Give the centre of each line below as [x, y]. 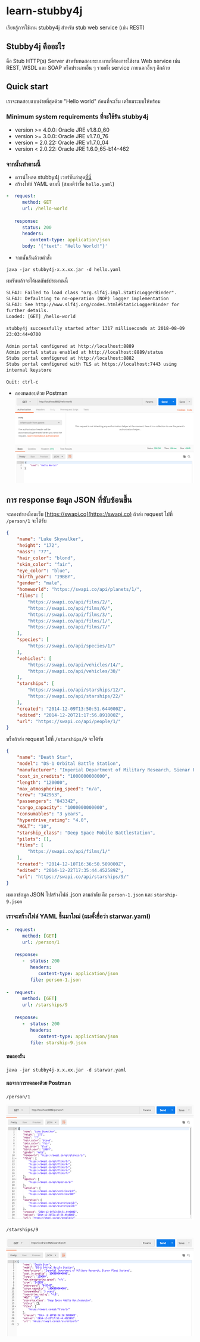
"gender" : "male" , [40, 583]
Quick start [27, 87]
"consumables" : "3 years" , [50, 814]
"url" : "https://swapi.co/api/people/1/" [69, 721]
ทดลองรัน [16, 1056]
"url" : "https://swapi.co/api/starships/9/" [73, 877]
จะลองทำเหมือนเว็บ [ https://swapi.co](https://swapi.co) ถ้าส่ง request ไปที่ [89, 514]
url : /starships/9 [45, 1005]
